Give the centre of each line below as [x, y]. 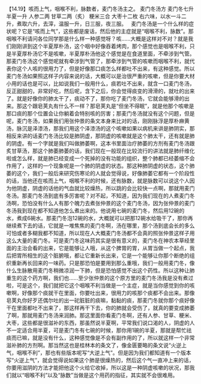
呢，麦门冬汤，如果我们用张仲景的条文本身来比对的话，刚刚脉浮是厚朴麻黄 [98, 121]
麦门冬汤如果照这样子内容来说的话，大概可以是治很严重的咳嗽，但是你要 [95, 76]
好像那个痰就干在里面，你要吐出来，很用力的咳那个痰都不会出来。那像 [108, 293]
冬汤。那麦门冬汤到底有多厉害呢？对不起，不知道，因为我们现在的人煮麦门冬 [100, 196]
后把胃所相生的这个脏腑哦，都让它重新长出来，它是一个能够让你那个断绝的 [98, 255]
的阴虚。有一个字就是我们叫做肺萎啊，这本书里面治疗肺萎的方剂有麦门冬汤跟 [100, 143]
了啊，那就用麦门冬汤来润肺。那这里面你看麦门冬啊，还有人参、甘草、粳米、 [100, 315]
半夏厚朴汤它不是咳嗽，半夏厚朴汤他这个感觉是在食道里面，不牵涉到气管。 [103, 54]
